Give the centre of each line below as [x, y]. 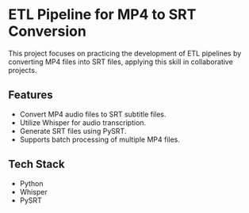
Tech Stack [36, 164]
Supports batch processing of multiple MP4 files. [100, 139]
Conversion [48, 31]
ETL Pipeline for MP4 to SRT [102, 15]
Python [31, 183]
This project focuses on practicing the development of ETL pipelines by [125, 53]
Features [31, 95]
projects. [23, 70]
